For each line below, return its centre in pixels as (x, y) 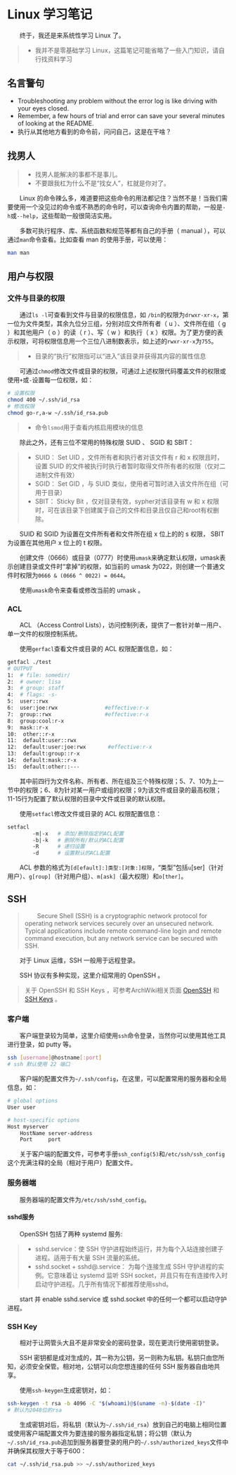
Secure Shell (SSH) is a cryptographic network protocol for (122, 915)
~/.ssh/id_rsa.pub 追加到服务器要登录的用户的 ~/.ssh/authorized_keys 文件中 (118, 1442)
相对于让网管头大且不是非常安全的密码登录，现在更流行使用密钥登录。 (121, 1343)
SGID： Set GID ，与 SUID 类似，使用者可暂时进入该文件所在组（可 (132, 484)
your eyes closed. (43, 108)
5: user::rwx (28, 701)
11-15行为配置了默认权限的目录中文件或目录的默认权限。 (88, 798)
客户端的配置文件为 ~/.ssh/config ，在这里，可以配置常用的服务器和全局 (123, 1079)
